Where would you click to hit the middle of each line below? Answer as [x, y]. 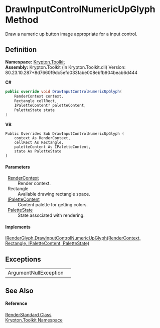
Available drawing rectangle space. [54, 194]
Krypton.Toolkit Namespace [34, 320]
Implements [18, 227]
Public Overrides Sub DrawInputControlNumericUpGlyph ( [65, 134]
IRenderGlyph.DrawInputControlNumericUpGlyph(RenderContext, [73, 238]
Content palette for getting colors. [53, 205]
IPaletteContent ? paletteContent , [50, 106]
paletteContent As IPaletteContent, [53, 147]
